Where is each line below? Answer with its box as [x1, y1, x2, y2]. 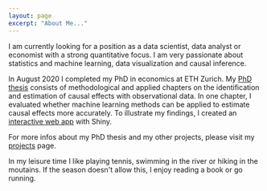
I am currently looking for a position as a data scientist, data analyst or [8, 41, 241, 51]
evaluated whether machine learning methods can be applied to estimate [8, 100, 250, 109]
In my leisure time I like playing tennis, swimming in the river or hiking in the [8, 156, 259, 165]
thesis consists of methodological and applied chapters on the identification [8, 82, 260, 92]
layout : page [8, 11, 52, 20]
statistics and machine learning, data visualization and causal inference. [8, 58, 247, 68]
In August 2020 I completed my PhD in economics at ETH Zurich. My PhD [8, 74, 253, 83]
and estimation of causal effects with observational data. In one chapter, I [8, 91, 252, 100]
